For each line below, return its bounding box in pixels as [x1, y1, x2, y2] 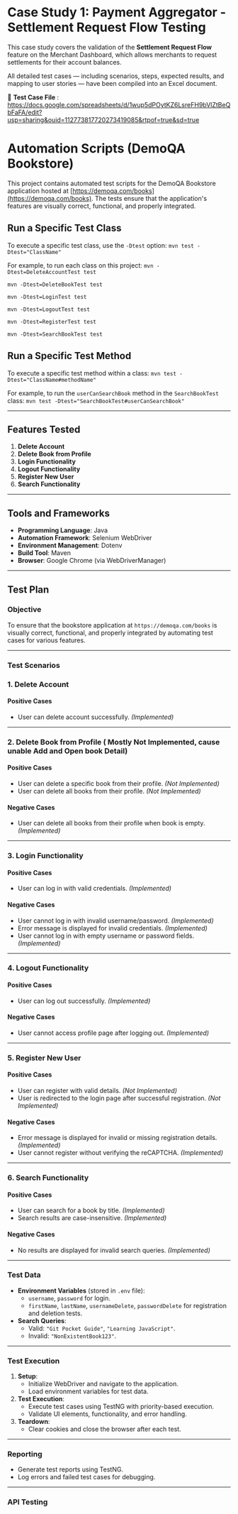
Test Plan [7, 583, 50, 596]
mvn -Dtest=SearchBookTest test [7, 331, 103, 338]
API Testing [7, 1497, 48, 1507]
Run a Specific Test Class [7, 222, 122, 234]
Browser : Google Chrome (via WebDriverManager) [17, 556, 166, 565]
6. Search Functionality [7, 1173, 89, 1183]
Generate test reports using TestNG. [17, 1465, 124, 1474]
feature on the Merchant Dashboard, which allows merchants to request [7, 50, 217, 59]
